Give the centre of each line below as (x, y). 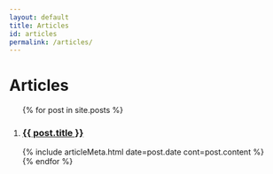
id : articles (33, 34)
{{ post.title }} (53, 133)
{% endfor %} (47, 162)
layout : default (39, 17)
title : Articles (39, 26)
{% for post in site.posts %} (73, 110)
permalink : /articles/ (51, 42)
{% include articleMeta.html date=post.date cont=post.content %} (143, 152)
